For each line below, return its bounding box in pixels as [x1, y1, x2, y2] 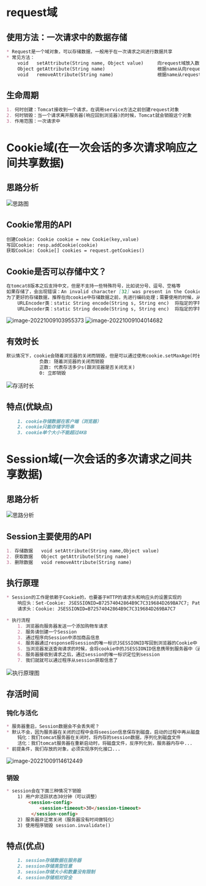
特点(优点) [6, 841, 45, 851]
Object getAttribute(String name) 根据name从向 [17, 66, 187, 72]
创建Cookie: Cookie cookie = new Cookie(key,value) [6, 236, 139, 243]
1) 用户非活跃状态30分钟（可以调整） [17, 794, 100, 800]
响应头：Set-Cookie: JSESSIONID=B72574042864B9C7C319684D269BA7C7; [17, 600, 190, 606]
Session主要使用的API [6, 531, 92, 541]
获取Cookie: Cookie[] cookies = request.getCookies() [6, 248, 145, 254]
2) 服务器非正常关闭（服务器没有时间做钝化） [17, 817, 117, 823]
